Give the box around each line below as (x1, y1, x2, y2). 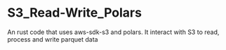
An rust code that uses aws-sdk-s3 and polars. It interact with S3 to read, (7, 28, 220, 36)
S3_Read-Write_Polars (7, 5, 142, 21)
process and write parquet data (7, 35, 98, 43)
